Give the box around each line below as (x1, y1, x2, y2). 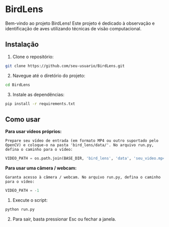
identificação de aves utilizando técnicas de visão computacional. (5, 25, 142, 31)
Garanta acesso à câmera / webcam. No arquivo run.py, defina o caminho (5, 175, 161, 180)
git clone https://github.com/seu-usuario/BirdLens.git (5, 63, 125, 69)
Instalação (5, 40, 39, 49)
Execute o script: (12, 197, 48, 203)
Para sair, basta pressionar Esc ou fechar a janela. (12, 216, 117, 222)
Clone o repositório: (12, 53, 54, 60)
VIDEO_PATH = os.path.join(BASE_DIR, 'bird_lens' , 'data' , (5, 156, 132, 161)
